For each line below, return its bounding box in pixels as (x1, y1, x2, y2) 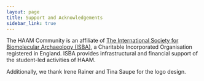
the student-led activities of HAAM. (6, 56, 96, 64)
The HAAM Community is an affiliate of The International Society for (6, 37, 179, 44)
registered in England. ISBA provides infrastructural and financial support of (6, 50, 198, 57)
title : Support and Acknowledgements (6, 15, 103, 21)
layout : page (6, 9, 40, 15)
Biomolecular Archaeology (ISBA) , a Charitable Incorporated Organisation (6, 43, 192, 51)
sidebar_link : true (6, 20, 57, 26)
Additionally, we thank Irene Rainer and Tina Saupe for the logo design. (6, 68, 186, 76)
